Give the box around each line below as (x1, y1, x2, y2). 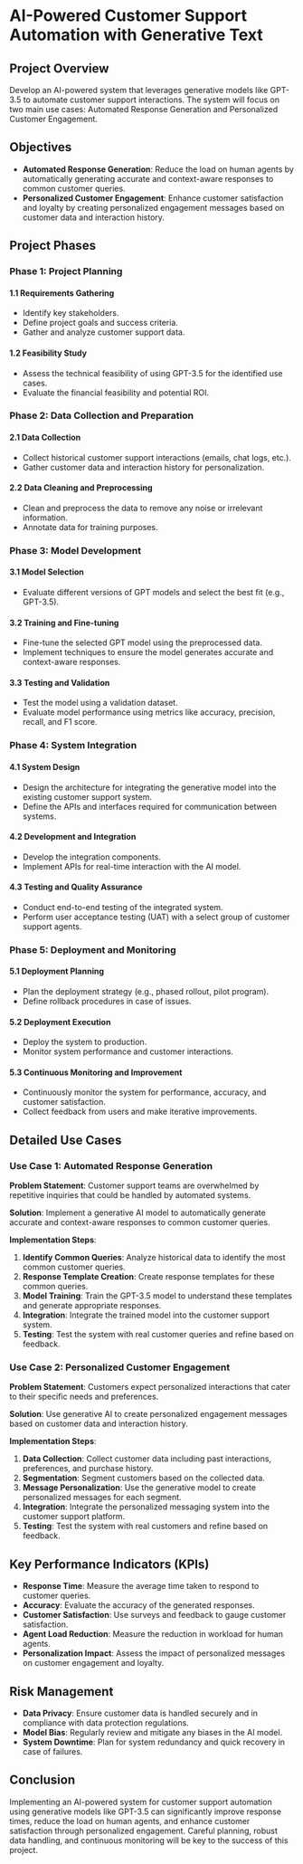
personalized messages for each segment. (22, 1492, 183, 1503)
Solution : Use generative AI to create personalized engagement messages (9, 1409, 288, 1420)
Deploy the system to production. (22, 1037, 147, 1048)
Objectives (9, 139, 72, 155)
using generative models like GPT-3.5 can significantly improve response (9, 1806, 282, 1817)
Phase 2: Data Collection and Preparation (9, 409, 194, 422)
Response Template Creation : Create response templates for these (22, 1271, 275, 1282)
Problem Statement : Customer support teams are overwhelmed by (9, 1180, 260, 1191)
